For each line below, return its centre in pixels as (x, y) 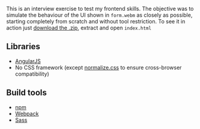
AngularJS (28, 61)
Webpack (27, 113)
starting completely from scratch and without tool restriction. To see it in (96, 21)
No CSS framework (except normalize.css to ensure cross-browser (98, 67)
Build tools (27, 93)
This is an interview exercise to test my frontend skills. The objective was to (100, 9)
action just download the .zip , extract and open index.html (79, 28)
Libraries (23, 46)
